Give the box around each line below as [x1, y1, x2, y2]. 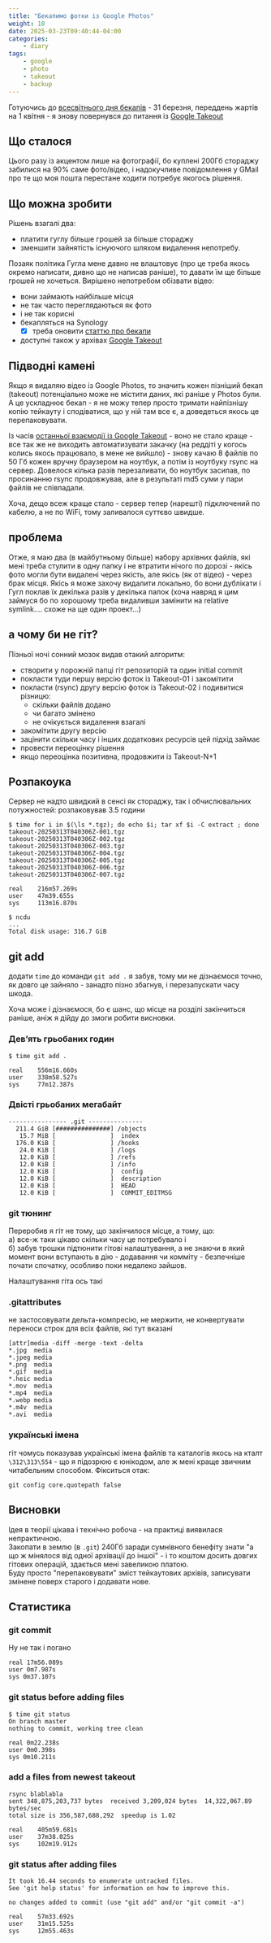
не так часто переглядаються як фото [19, 300, 152, 310]
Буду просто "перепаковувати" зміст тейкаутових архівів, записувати [8, 1567, 251, 1578]
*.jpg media [8, 1347, 53, 1355]
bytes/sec [8, 1804, 42, 1812]
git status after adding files [8, 1858, 118, 1870]
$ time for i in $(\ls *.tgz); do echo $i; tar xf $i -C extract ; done [8, 821, 260, 830]
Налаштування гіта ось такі [8, 1276, 103, 1286]
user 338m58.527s [8, 1073, 79, 1082]
